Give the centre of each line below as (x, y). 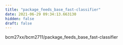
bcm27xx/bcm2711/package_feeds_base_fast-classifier (61, 37)
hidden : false (20, 19)
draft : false (19, 23)
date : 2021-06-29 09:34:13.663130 (41, 14)
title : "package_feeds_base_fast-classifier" (53, 10)
